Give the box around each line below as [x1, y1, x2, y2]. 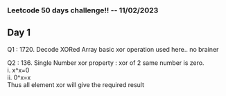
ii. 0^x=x [7, 73, 31, 81]
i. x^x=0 [7, 66, 30, 74]
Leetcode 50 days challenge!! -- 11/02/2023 [7, 6, 159, 15]
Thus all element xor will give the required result [7, 80, 144, 88]
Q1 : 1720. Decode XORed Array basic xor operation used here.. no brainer [7, 45, 219, 53]
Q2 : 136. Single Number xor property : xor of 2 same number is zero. [7, 58, 205, 67]
